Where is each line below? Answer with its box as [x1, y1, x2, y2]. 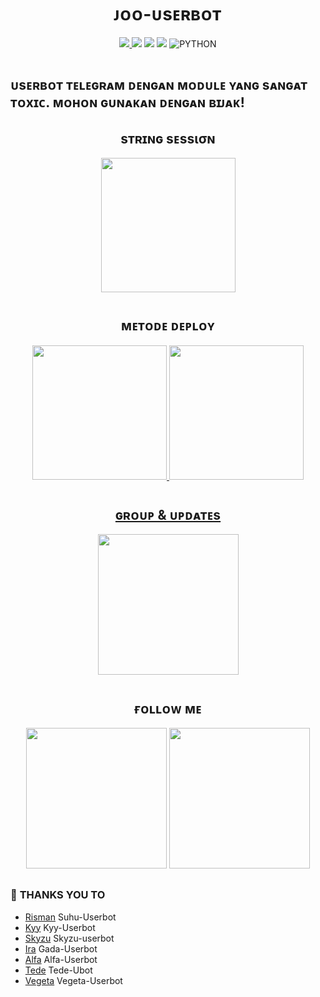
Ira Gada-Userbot [24, 942, 98, 955]
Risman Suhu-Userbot [24, 911, 117, 923]
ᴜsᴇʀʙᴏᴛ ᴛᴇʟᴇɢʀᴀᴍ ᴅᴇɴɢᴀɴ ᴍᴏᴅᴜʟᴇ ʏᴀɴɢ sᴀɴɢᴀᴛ [10, 77, 308, 94]
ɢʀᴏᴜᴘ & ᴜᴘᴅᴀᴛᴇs [114, 506, 222, 523]
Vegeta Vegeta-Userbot [24, 974, 123, 986]
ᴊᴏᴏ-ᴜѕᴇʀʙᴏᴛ [114, 3, 222, 26]
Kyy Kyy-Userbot [24, 921, 96, 933]
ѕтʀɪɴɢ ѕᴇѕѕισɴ [120, 130, 216, 147]
